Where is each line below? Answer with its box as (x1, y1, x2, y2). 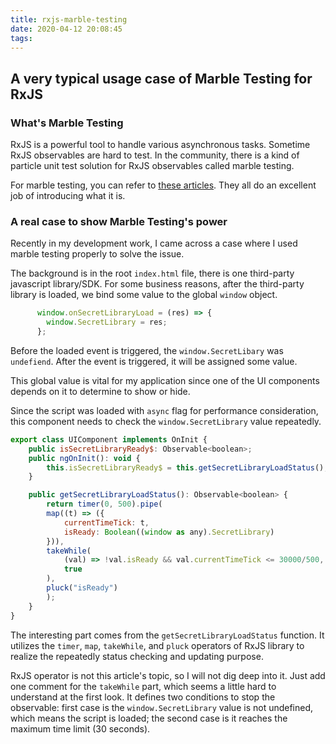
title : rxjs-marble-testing (10, 14, 128, 25)
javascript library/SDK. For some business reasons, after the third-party (10, 278, 305, 290)
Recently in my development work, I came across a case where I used (10, 237, 298, 250)
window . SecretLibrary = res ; (46, 317, 168, 328)
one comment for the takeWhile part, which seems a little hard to (10, 680, 277, 692)
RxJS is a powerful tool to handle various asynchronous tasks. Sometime (10, 139, 311, 151)
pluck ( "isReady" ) (46, 583, 118, 593)
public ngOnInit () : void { (28, 453, 141, 463)
